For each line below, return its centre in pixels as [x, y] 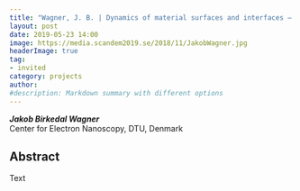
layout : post [34, 26]
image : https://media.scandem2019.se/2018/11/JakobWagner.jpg [128, 43]
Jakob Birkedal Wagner [55, 119]
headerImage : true [44, 51]
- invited [28, 68]
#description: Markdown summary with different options [116, 93]
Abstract [35, 156]
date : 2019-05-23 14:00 [54, 34]
